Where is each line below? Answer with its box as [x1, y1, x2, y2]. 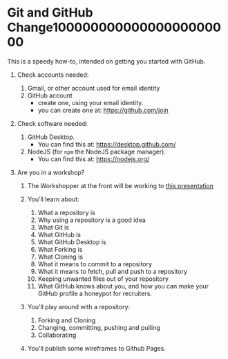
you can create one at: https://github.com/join [37, 106, 169, 114]
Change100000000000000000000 [7, 19, 221, 35]
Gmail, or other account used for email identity [27, 84, 160, 92]
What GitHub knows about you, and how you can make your [37, 282, 209, 290]
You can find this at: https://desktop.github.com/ [37, 140, 176, 148]
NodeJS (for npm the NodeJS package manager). [27, 147, 166, 156]
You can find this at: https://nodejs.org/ [37, 154, 150, 163]
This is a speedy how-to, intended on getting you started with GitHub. [7, 57, 206, 65]
